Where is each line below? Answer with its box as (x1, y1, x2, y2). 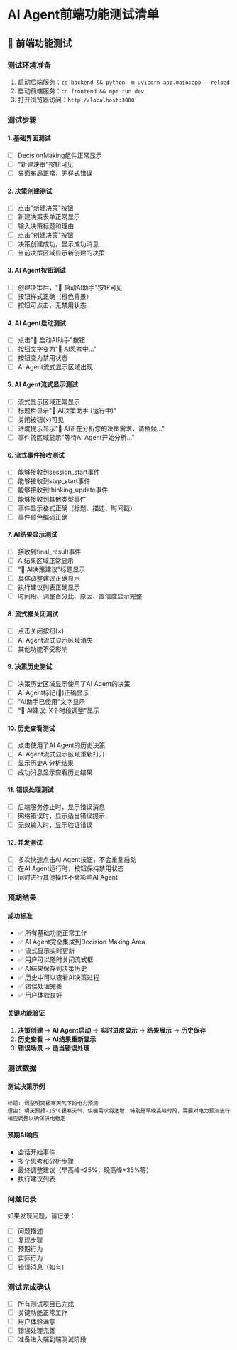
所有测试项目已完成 (17, 1299, 75, 1308)
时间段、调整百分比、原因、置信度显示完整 (17, 592, 143, 601)
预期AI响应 (7, 1131, 39, 1139)
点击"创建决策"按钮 (17, 231, 74, 239)
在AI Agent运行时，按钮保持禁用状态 (17, 864, 124, 872)
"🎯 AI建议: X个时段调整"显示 (17, 706, 99, 715)
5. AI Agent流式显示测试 (7, 380, 78, 389)
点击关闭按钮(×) (17, 627, 65, 636)
